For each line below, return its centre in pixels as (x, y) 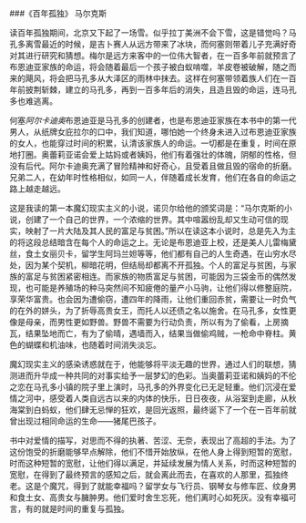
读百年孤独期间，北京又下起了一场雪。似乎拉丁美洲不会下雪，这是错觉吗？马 (153, 33)
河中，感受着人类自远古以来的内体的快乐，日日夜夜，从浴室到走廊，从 (157, 398)
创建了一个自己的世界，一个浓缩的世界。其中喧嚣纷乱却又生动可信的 (153, 220)
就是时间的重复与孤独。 (85, 509)
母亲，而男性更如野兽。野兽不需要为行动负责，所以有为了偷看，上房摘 (157, 322)
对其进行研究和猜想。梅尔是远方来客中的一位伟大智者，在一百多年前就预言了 (153, 56)
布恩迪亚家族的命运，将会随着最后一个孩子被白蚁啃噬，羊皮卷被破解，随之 (149, 67)
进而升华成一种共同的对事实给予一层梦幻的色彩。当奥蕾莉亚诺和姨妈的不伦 (157, 375)
